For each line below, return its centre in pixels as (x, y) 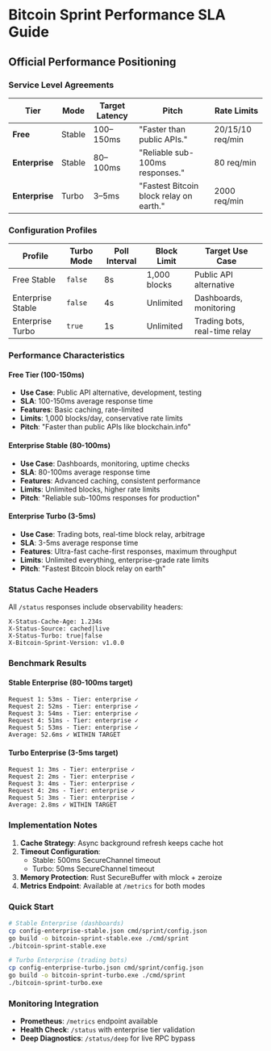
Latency (112, 115)
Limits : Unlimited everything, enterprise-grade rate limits (115, 559)
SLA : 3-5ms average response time (79, 542)
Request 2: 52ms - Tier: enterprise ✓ (73, 707)
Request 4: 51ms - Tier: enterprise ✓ (73, 721)
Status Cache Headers (54, 589)
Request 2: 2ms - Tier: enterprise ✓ (72, 777)
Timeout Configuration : (60, 851)
